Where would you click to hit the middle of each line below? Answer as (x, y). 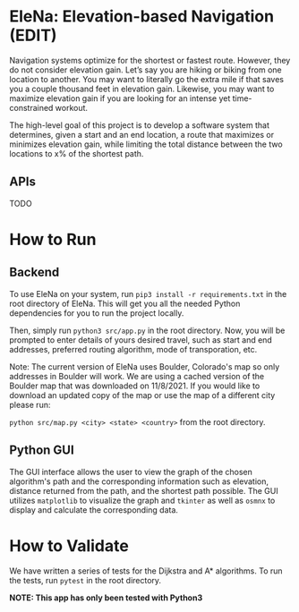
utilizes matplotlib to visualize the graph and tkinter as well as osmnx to (142, 500)
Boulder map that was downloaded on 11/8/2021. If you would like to (135, 386)
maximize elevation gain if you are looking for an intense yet (120, 98)
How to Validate (69, 545)
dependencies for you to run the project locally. (97, 313)
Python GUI (42, 450)
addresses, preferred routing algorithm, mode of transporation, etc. (133, 349)
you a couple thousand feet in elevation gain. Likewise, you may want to (142, 89)
